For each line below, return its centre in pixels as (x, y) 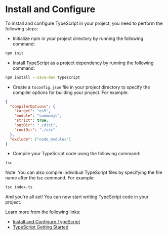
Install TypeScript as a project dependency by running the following (83, 63)
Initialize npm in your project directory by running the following (78, 38)
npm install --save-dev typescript (43, 77)
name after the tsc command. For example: (50, 178)
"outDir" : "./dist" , (36, 125)
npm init (14, 53)
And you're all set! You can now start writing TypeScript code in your (77, 197)
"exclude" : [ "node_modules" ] (40, 139)
